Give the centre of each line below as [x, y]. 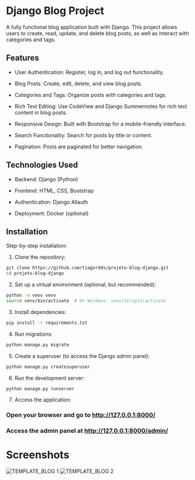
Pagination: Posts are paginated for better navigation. [79, 146]
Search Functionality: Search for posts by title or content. [83, 135]
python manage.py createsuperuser [48, 367]
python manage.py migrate [37, 344]
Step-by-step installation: [37, 246]
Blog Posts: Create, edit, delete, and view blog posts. [78, 83]
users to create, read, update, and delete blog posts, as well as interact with [97, 33]
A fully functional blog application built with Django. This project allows [92, 27]
